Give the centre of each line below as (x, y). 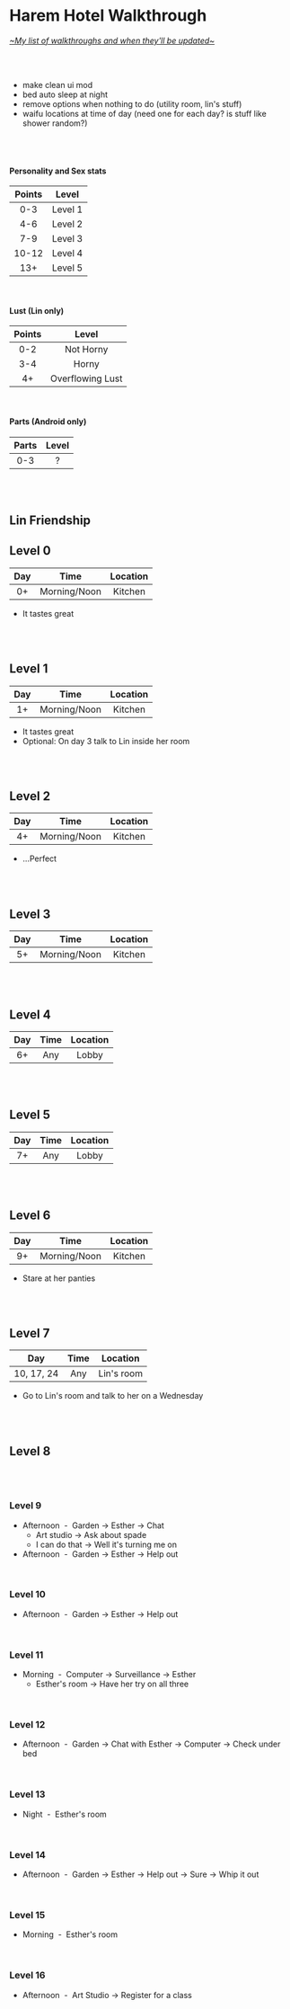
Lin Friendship (50, 520)
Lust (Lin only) (37, 310)
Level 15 (27, 1915)
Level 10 (28, 1595)
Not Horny (86, 350)
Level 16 (27, 1976)
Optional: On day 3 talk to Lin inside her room (106, 741)
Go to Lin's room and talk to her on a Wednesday (113, 1396)
